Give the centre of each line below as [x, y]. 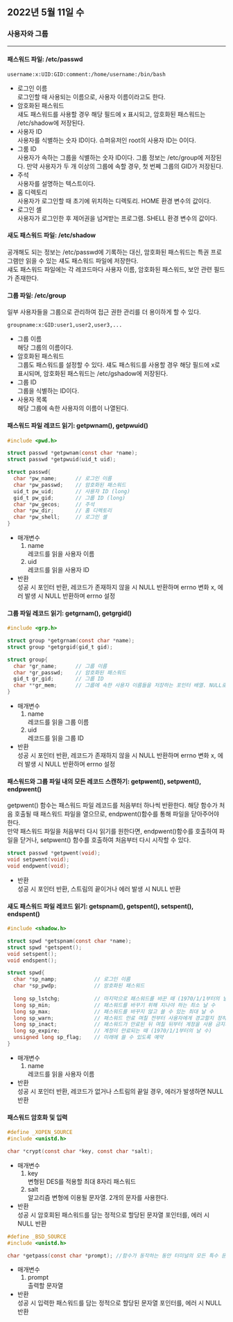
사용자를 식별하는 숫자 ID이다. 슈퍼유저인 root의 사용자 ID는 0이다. [106, 140]
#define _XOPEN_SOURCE [40, 1133]
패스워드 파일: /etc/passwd [45, 59]
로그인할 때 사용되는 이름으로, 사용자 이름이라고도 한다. [91, 96]
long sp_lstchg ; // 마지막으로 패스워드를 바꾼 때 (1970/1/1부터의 [117, 998]
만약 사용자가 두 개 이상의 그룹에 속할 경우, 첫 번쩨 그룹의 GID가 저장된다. [125, 166]
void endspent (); [32, 960]
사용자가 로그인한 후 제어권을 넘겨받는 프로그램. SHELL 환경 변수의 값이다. [117, 218]
